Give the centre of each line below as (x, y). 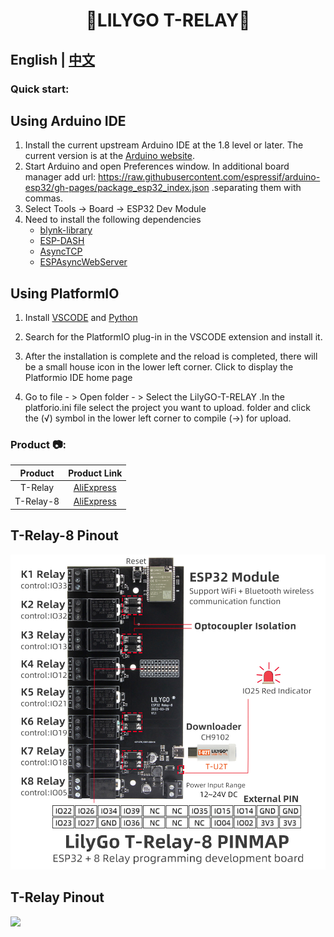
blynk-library (66, 230)
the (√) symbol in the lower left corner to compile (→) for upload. (158, 418)
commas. (44, 198)
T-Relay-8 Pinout (64, 535)
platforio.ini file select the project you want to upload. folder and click (167, 408)
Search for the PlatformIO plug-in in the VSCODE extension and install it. (173, 337)
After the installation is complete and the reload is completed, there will (171, 356)
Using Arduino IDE (68, 120)
